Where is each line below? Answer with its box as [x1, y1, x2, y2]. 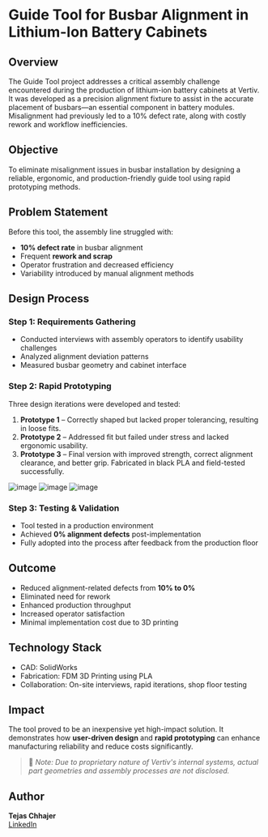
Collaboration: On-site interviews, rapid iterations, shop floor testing [19, 679, 247, 690]
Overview [8, 55, 59, 69]
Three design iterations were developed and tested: [8, 399, 181, 408]
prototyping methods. [8, 181, 81, 191]
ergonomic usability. [19, 440, 88, 451]
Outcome [8, 562, 57, 575]
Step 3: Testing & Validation [8, 502, 120, 514]
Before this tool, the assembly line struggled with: [8, 227, 174, 237]
